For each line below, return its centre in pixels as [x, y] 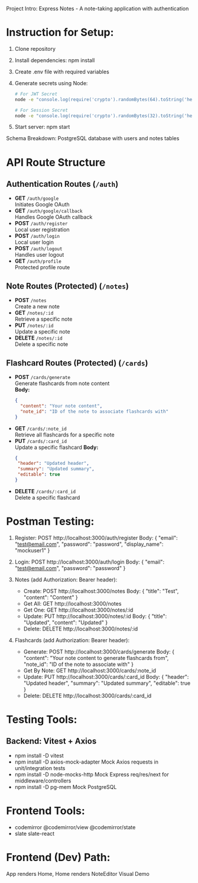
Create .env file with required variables [62, 72]
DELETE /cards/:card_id [45, 491]
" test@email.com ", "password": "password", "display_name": [89, 544]
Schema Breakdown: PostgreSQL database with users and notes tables [93, 138]
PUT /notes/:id [34, 325]
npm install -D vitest [39, 755]
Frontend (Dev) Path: [58, 858]
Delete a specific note [41, 344]
